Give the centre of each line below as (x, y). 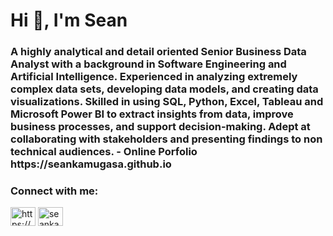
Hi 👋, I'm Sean (69, 20)
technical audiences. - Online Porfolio (104, 152)
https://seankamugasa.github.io (91, 164)
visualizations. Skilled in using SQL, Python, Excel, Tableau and (167, 102)
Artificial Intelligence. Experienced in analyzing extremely (154, 77)
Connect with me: (54, 191)
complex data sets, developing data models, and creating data (164, 89)
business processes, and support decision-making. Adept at (160, 127)
